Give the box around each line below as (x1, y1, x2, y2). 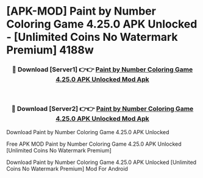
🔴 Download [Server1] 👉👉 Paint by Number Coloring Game (12, 65, 193, 74)
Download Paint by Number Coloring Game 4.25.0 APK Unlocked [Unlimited (6, 158, 197, 166)
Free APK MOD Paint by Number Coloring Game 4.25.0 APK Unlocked (6, 140, 182, 148)
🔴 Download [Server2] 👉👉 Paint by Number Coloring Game (11, 105, 194, 113)
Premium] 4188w (6, 43, 94, 57)
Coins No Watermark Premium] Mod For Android (6, 165, 128, 172)
